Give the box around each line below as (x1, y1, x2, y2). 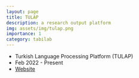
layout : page (6, 8, 39, 15)
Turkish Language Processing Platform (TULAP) (14, 53, 134, 60)
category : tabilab (6, 36, 52, 42)
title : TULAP (6, 14, 39, 20)
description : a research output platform (6, 20, 111, 26)
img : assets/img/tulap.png (6, 25, 74, 32)
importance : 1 (6, 31, 42, 37)
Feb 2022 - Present (14, 59, 64, 66)
